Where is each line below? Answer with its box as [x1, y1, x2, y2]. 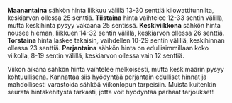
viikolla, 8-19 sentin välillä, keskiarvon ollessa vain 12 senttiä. [7, 51, 184, 60]
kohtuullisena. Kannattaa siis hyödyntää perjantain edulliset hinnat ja [7, 72, 207, 81]
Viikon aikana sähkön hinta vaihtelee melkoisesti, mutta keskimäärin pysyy [7, 65, 225, 73]
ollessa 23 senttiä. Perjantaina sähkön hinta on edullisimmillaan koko [7, 44, 209, 52]
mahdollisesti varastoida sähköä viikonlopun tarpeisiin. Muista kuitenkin [7, 80, 216, 88]
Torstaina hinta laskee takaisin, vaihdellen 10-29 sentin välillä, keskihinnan [7, 36, 225, 45]
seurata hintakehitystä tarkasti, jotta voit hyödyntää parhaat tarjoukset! [7, 88, 214, 96]
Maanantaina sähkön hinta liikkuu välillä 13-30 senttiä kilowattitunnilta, [7, 6, 214, 14]
